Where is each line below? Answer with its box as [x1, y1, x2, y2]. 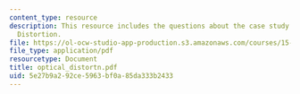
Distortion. [17, 30, 62, 38]
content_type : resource [9, 13, 98, 22]
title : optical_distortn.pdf [9, 64, 118, 73]
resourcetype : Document [9, 55, 98, 64]
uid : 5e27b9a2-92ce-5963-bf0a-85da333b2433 [9, 72, 174, 81]
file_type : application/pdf [9, 47, 114, 56]
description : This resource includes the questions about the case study [9, 21, 290, 30]
